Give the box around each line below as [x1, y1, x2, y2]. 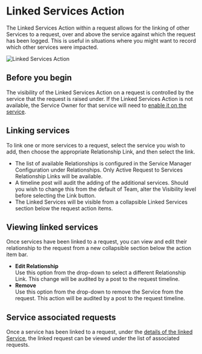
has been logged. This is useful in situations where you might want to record [6, 37, 197, 44]
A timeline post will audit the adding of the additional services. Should [14, 179, 189, 186]
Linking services [6, 126, 70, 136]
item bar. [6, 251, 28, 258]
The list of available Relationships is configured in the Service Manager [14, 159, 192, 167]
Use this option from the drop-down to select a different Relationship [14, 269, 186, 276]
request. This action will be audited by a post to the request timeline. [14, 295, 186, 302]
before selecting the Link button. [14, 191, 96, 199]
